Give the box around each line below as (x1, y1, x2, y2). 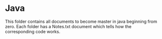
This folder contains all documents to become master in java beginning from (5, 19, 158, 24)
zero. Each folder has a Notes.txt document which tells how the (5, 23, 132, 29)
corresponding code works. (5, 29, 61, 34)
